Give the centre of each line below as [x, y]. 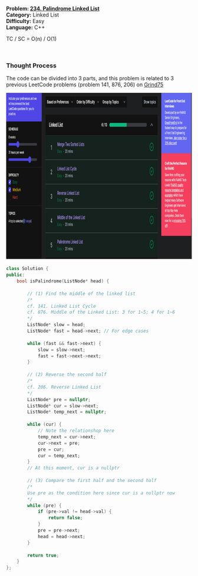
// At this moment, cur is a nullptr [73, 468]
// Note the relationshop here [76, 431]
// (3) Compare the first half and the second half [92, 481]
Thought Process [32, 66]
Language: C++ [26, 27]
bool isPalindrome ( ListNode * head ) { [63, 281]
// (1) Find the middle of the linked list [81, 294]
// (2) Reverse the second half [67, 375]
